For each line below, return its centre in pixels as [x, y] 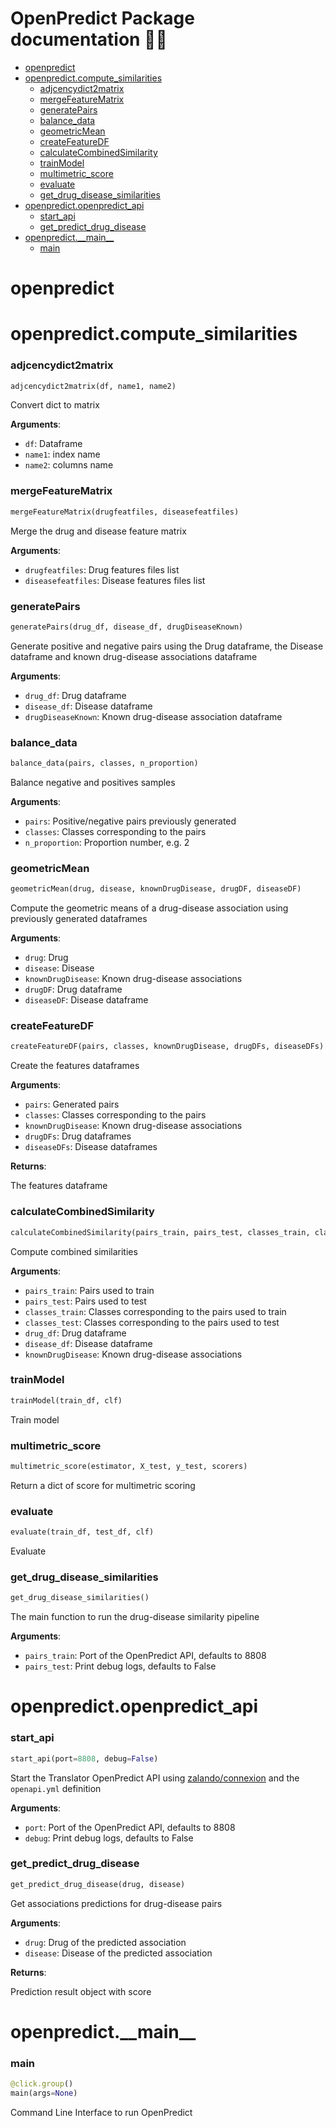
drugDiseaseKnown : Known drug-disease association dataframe [153, 716]
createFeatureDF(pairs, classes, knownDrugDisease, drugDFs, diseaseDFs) [167, 1047]
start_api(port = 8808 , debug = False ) [84, 1758]
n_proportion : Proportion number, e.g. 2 [107, 842]
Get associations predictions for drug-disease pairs [116, 1903]
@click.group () [42, 2084]
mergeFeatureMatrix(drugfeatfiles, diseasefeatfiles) [125, 512]
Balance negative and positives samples [93, 782]
